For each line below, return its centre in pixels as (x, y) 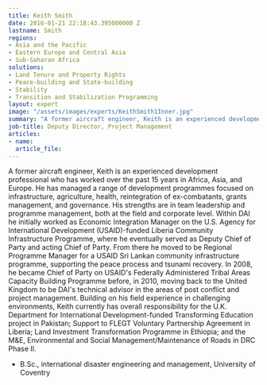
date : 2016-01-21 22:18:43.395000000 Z (74, 23)
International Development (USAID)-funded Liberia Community (111, 231)
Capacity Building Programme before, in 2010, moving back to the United (128, 281)
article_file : (39, 149)
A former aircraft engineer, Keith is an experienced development (113, 171)
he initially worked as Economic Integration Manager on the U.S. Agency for (132, 222)
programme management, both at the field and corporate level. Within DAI (129, 214)
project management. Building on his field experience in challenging (119, 298)
